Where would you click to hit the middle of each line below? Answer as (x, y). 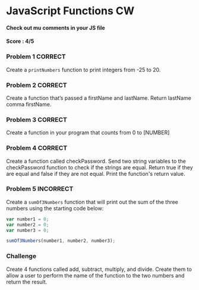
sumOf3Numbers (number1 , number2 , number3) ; (61, 241)
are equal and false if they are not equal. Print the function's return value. (96, 174)
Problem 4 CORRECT (37, 148)
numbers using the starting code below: (55, 208)
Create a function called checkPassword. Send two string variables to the (96, 161)
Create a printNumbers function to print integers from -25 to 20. (83, 70)
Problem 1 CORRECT (36, 56)
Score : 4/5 (20, 41)
